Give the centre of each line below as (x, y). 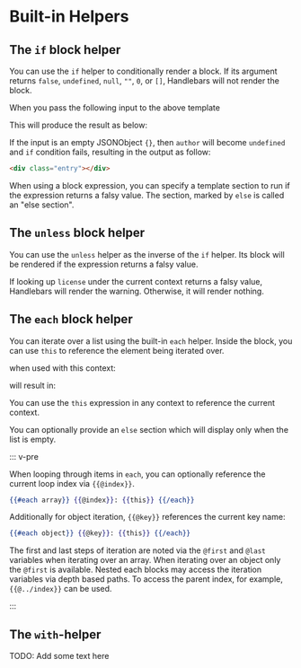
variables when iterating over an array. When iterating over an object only (145, 560)
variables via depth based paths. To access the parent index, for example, (146, 579)
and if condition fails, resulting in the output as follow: (110, 152)
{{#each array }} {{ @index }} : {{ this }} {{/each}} (102, 500)
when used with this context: (63, 368)
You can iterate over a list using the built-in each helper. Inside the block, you (151, 341)
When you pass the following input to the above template (115, 108)
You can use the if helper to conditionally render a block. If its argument (143, 71)
